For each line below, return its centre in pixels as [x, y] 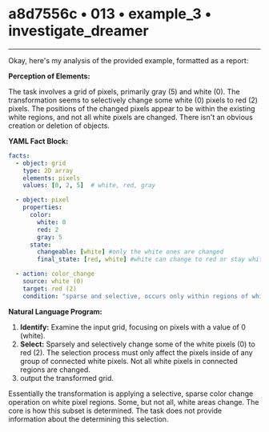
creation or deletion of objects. [59, 126]
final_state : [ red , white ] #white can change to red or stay [141, 260]
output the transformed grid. [67, 378]
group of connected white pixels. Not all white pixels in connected [128, 361]
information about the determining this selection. [88, 419]
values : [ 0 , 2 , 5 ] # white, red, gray [89, 186]
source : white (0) [53, 282]
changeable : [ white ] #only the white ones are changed [130, 252]
